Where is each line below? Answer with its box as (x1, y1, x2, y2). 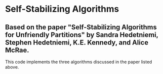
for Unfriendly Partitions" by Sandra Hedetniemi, (5, 30, 159, 39)
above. (5, 64, 19, 70)
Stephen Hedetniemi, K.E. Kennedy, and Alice (5, 38, 149, 47)
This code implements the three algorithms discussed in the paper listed (5, 59, 152, 65)
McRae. (5, 46, 30, 54)
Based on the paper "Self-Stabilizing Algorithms (5, 23, 157, 31)
